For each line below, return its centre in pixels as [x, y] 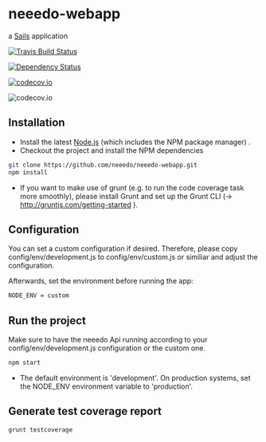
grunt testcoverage [41, 430]
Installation [37, 123]
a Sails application [38, 36]
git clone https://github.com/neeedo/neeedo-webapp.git [103, 165]
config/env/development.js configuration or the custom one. [107, 348]
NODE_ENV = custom [39, 295]
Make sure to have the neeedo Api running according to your [108, 340]
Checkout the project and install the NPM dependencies [111, 150]
